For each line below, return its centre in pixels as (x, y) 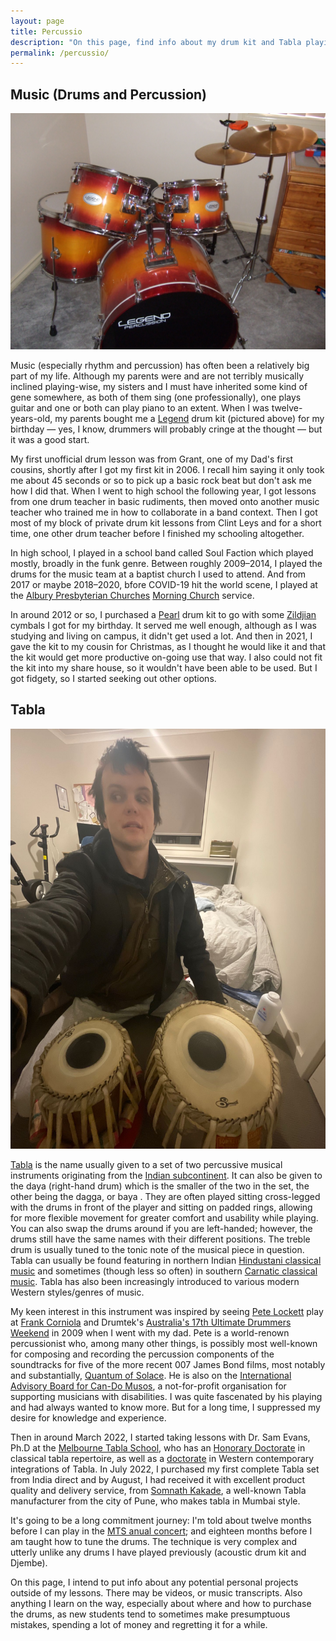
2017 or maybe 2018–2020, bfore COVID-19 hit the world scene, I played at (164, 585)
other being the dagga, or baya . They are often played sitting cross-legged (165, 1196)
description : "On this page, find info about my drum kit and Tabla (156, 42)
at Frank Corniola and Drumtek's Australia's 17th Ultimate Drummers (151, 1322)
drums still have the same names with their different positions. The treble (160, 1239)
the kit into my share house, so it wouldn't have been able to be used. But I (164, 668)
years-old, (31, 419)
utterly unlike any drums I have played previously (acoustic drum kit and (158, 1552)
